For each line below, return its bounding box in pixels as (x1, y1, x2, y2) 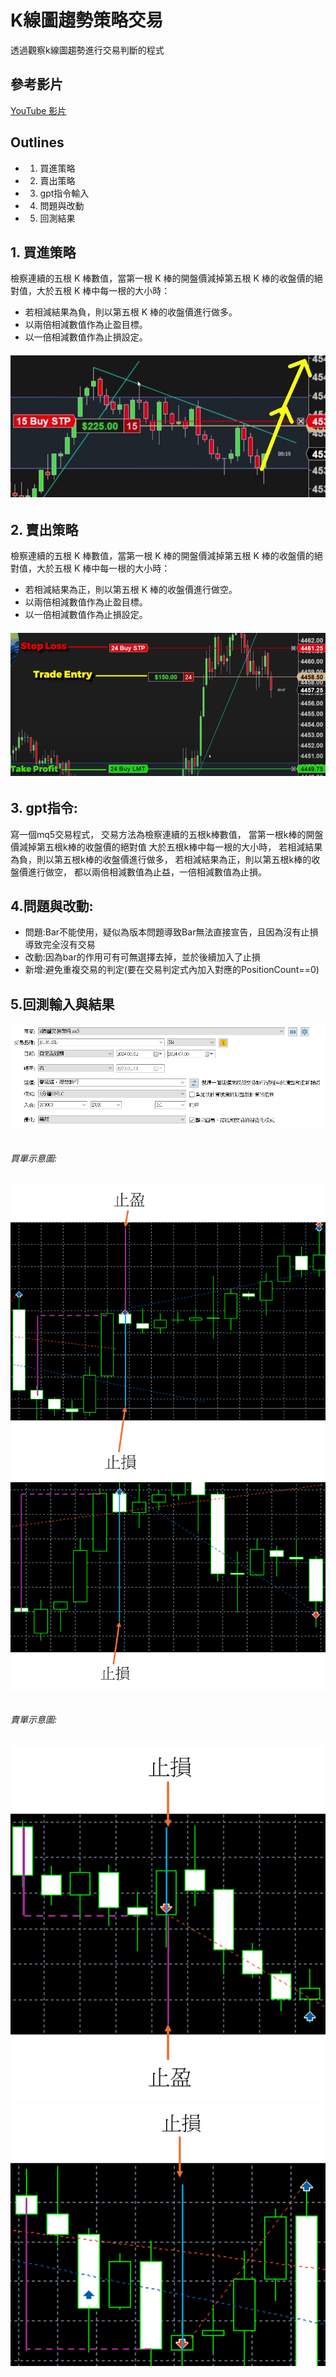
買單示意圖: (10, 1152, 58, 1164)
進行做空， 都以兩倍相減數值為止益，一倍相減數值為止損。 (27, 866, 267, 878)
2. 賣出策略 (10, 522, 79, 539)
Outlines (10, 134, 65, 151)
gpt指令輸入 (39, 187, 90, 199)
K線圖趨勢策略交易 (10, 9, 164, 32)
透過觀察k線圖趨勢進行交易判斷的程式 (10, 44, 165, 56)
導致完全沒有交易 (24, 939, 96, 951)
